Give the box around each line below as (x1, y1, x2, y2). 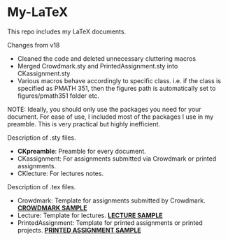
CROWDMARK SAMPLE (17, 203, 87, 212)
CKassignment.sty (17, 69, 71, 78)
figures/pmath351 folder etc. (17, 92, 100, 100)
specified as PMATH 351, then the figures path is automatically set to (17, 84, 216, 92)
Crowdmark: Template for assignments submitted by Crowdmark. (17, 196, 206, 205)
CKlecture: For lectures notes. (17, 169, 104, 177)
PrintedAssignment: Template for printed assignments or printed (17, 218, 203, 227)
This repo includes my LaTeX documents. (7, 27, 127, 36)
